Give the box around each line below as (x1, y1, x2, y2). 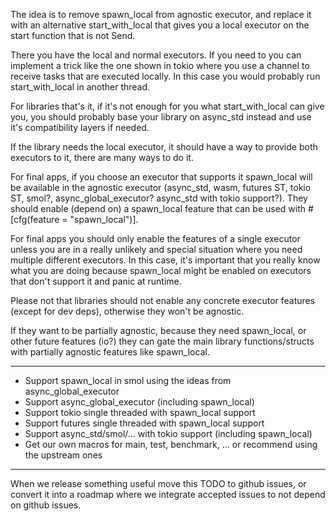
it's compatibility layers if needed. (10, 122, 150, 133)
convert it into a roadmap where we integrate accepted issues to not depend (10, 489, 326, 500)
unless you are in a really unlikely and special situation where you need (10, 244, 303, 255)
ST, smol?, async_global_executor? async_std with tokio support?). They (10, 192, 308, 204)
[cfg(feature (10, 214, 60, 225)
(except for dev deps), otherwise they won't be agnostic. (10, 305, 245, 317)
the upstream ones (24, 449, 103, 461)
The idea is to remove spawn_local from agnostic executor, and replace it (10, 9, 312, 20)
